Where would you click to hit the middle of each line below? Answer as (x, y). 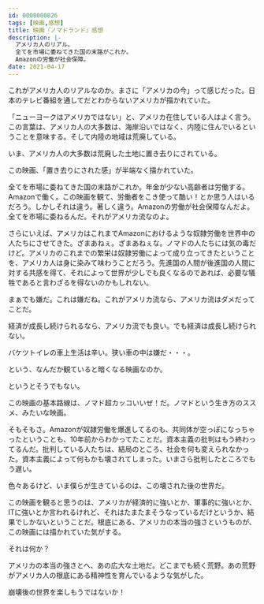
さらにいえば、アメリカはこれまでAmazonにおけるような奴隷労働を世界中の (132, 233)
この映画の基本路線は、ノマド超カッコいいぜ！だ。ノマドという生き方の (125, 402)
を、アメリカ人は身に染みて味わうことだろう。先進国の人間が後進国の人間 (128, 263)
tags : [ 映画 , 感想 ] (36, 23)
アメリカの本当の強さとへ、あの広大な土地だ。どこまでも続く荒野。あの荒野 (132, 565)
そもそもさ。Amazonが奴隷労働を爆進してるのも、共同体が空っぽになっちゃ (132, 429)
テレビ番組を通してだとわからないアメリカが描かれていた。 (118, 100)
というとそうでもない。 (46, 386)
